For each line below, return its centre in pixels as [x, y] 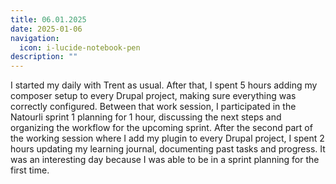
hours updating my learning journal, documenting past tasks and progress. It [168, 149]
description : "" [44, 57]
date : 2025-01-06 [46, 29]
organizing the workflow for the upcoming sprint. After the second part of [161, 128]
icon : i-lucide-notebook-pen [80, 47]
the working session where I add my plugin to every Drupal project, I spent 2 [167, 138]
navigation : [35, 38]
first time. [30, 170]
